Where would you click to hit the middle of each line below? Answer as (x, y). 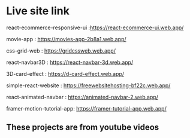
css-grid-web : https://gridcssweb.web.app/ (61, 50)
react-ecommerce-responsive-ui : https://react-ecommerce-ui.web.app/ (95, 27)
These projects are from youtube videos (83, 128)
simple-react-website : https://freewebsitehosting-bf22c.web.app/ (88, 85)
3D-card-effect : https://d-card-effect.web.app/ (65, 73)
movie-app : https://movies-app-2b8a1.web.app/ (67, 39)
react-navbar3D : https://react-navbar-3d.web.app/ (70, 62)
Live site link (38, 11)
